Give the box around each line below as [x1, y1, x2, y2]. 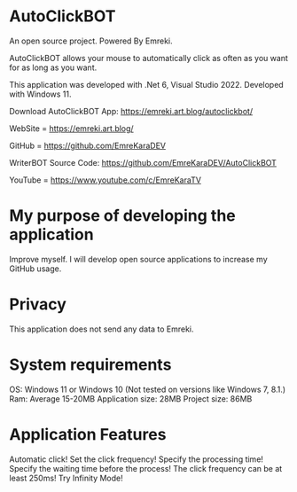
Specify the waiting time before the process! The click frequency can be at [9, 463, 283, 473]
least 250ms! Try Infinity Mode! [9, 472, 124, 483]
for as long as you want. [9, 62, 98, 73]
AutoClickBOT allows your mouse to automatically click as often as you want [9, 52, 288, 63]
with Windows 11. [9, 89, 73, 99]
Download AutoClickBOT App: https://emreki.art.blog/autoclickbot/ [9, 105, 254, 116]
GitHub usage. [9, 263, 62, 274]
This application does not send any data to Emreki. [9, 324, 194, 334]
